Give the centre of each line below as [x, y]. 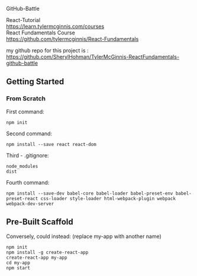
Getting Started [35, 82]
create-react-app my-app [37, 258]
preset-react [22, 198]
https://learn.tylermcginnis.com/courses [55, 26]
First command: [25, 112]
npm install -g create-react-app [47, 252]
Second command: [29, 134]
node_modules [22, 166]
